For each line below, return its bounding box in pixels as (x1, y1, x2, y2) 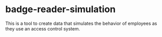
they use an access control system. (5, 25, 80, 31)
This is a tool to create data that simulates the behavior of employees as (5, 20, 157, 26)
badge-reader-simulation (5, 4, 116, 15)
